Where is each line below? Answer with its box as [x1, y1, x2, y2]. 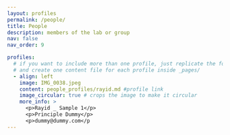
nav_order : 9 [7, 42, 44, 48]
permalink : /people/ [7, 16, 66, 23]
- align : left [13, 73, 53, 80]
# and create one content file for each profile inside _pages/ [13, 66, 201, 74]
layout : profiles [7, 10, 57, 17]
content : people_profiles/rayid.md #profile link [19, 86, 164, 93]
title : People [7, 22, 48, 29]
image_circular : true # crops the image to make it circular [19, 92, 197, 99]
